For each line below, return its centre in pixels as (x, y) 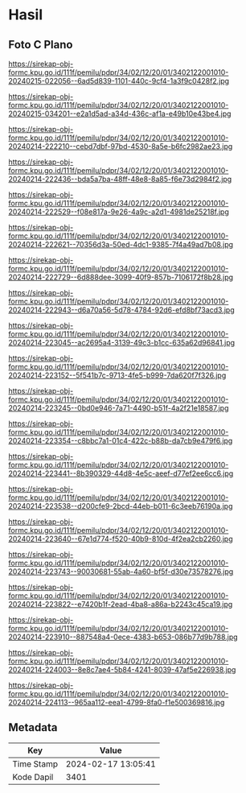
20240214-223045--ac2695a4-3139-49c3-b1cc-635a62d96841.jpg (122, 343)
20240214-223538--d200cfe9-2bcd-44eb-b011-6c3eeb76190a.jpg (121, 506)
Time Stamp (35, 764)
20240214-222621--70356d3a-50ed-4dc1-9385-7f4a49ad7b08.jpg (121, 244)
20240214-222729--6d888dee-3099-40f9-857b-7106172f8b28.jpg (121, 277)
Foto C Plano (41, 45)
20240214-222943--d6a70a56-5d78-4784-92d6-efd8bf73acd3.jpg (121, 310)
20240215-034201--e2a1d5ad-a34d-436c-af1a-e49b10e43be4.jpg (120, 114)
